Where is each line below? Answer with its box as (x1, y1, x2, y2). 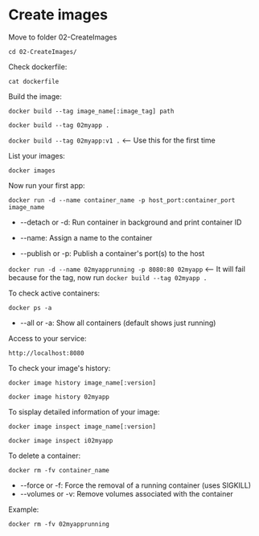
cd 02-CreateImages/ (8, 47, 78, 56)
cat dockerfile (8, 77, 60, 85)
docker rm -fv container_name (8, 466, 110, 474)
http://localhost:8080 (8, 348, 84, 357)
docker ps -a (8, 303, 52, 311)
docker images (8, 167, 56, 175)
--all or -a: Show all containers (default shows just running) (19, 318, 216, 328)
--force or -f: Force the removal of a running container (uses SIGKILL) (19, 480, 252, 490)
